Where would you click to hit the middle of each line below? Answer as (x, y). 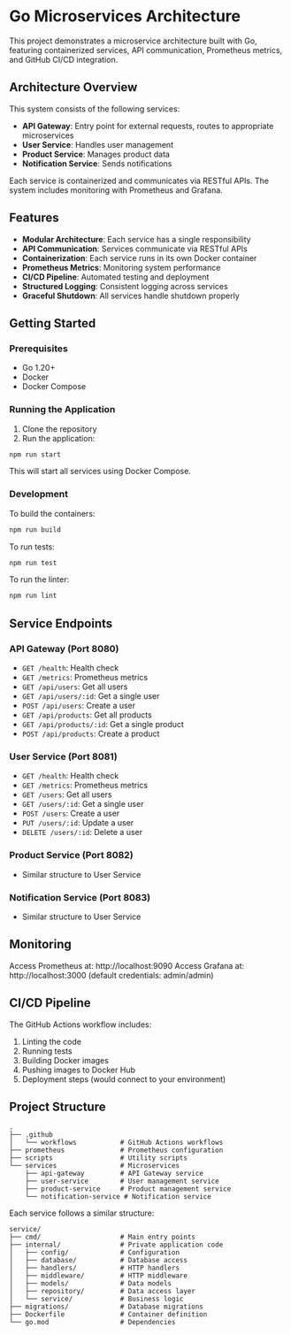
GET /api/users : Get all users (75, 687)
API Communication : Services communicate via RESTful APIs (134, 249)
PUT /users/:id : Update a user (78, 823)
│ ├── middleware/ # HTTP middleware (99, 1276)
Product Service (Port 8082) (72, 855)
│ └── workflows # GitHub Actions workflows (116, 1143)
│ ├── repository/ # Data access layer (103, 1292)
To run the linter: (39, 579)
